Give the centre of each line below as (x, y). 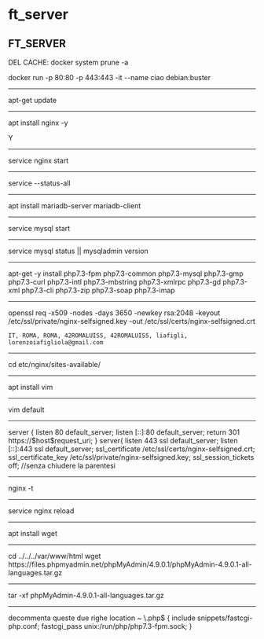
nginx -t (21, 488)
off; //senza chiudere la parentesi (62, 466)
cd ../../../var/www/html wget (55, 556)
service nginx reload (41, 511)
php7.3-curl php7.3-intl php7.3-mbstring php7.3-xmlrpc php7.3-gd (115, 282)
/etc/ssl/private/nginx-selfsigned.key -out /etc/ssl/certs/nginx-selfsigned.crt (132, 321)
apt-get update (33, 100)
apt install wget (33, 533)
